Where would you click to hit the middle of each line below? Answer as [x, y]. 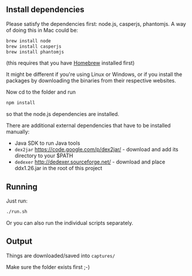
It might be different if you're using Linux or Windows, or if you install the [94, 74]
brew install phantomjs [35, 52]
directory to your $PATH [44, 156]
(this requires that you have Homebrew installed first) [70, 63]
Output [19, 242]
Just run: [17, 201]
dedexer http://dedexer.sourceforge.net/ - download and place [90, 162]
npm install [21, 103]
